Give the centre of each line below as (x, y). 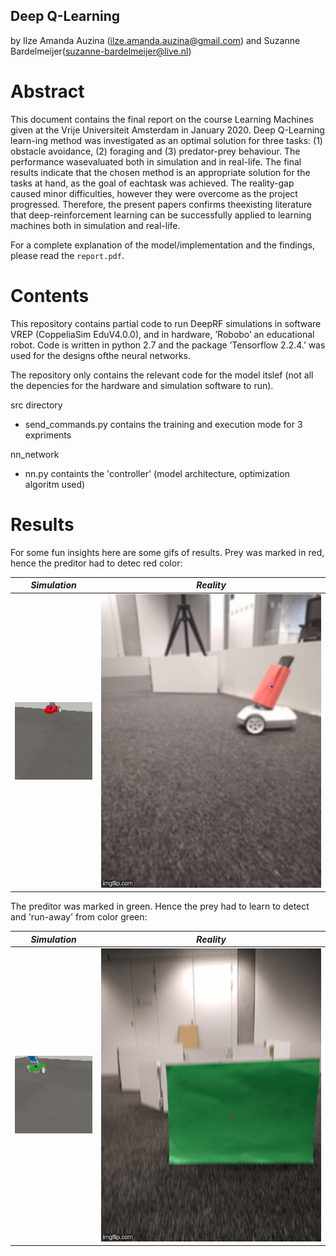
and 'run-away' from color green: (79, 917)
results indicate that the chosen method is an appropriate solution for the (160, 172)
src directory (36, 405)
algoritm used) (55, 484)
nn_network (35, 454)
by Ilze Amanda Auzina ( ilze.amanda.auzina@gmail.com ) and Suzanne (155, 40)
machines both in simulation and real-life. (95, 225)
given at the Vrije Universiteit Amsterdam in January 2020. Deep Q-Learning (167, 130)
